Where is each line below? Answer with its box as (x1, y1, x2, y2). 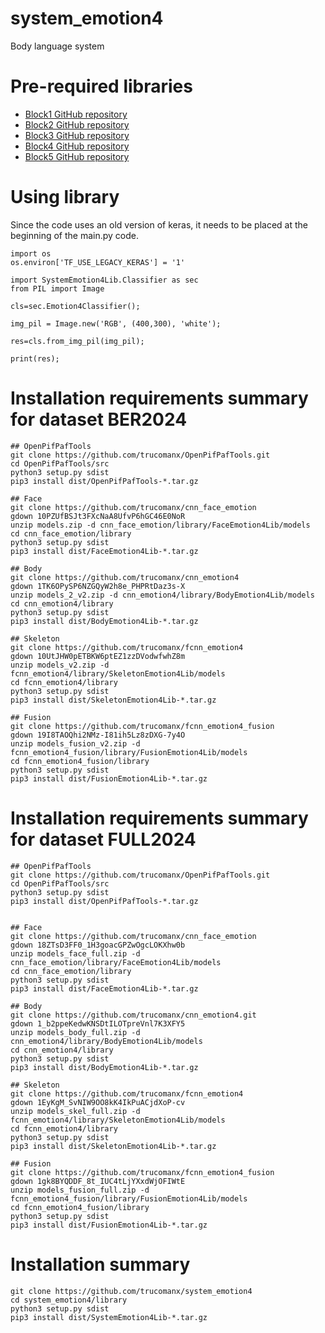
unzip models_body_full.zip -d (10, 1027, 141, 1037)
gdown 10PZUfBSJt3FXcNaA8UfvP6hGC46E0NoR (10, 511, 186, 521)
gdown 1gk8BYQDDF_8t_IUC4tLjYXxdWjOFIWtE (10, 1176, 186, 1186)
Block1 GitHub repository (24, 108, 128, 120)
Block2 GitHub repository (24, 118, 130, 131)
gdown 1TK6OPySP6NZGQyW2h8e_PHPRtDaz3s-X (10, 581, 186, 591)
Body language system (10, 40, 105, 52)
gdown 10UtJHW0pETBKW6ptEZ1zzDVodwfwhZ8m (10, 651, 186, 661)
